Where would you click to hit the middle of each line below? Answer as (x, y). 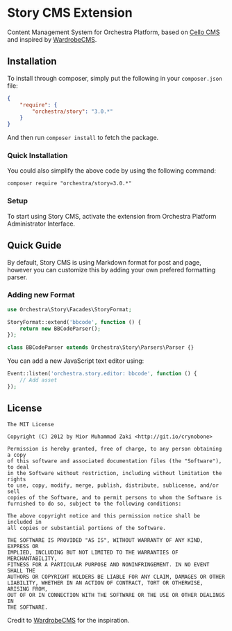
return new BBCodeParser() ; (60, 329)
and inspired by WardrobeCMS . (52, 39)
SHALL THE (22, 570)
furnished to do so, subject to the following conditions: (94, 504)
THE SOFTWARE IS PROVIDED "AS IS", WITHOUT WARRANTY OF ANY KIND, (105, 540)
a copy (17, 455)
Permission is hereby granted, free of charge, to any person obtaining (115, 449)
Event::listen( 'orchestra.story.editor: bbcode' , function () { (102, 374)
